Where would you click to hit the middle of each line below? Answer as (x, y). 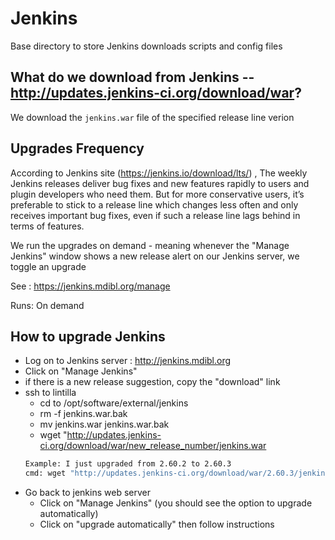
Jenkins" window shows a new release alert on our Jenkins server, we (155, 256)
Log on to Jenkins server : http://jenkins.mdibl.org (128, 361)
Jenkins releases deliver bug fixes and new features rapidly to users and (160, 183)
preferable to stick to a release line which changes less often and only (154, 204)
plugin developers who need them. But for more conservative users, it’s (157, 194)
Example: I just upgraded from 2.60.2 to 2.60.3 (128, 464)
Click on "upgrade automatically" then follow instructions (157, 524)
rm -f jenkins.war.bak (83, 414)
